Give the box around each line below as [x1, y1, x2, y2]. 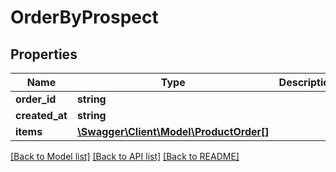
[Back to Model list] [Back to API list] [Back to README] [10, 151, 240, 162]
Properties [10, 46, 78, 63]
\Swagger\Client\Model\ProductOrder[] [76, 125, 270, 138]
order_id [15, 92, 57, 106]
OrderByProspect [10, 6, 159, 29]
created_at [15, 109, 68, 122]
